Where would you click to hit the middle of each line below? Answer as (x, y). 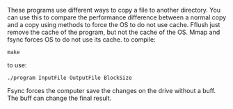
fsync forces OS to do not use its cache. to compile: (81, 40)
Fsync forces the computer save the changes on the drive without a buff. (112, 91)
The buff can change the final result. (59, 98)
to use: (17, 65)
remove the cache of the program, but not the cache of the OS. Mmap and (114, 32)
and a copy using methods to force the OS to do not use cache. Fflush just (114, 25)
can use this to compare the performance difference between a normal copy (117, 17)
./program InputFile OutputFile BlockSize (70, 78)
